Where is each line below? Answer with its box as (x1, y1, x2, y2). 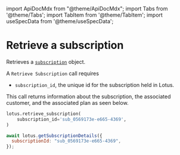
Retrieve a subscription (6, 39, 124, 52)
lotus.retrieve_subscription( (6, 110, 82, 117)
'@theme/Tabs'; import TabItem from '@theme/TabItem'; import (6, 11, 163, 18)
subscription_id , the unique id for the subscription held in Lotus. (14, 81, 175, 88)
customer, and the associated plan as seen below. (6, 99, 129, 106)
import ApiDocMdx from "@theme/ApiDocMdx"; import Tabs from (6, 5, 168, 12)
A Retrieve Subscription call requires (6, 70, 100, 77)
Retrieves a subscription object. (6, 58, 86, 65)
